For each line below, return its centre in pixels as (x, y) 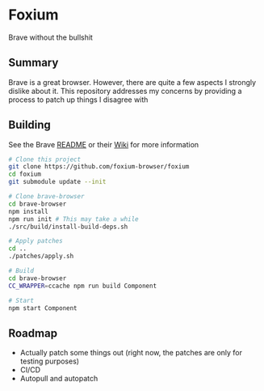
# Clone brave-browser (46, 197)
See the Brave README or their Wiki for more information (104, 144)
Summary (34, 63)
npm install (28, 211)
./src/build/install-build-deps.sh (68, 227)
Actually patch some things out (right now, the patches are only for (131, 353)
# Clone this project (45, 159)
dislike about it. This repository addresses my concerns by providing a (125, 91)
